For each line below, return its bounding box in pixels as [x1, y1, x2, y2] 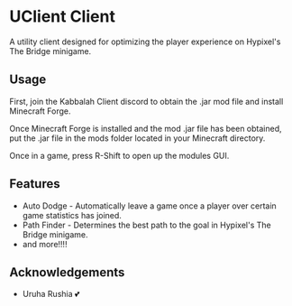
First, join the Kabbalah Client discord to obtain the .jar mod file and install [9, 96, 284, 107]
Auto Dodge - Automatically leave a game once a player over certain [22, 200, 277, 211]
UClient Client [9, 6, 115, 27]
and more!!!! [22, 238, 68, 249]
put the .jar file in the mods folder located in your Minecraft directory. [9, 133, 266, 144]
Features [9, 176, 60, 191]
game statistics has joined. [22, 209, 122, 220]
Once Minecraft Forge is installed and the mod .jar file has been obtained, [9, 123, 282, 134]
